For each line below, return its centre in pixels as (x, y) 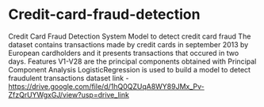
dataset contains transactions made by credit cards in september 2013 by (128, 44)
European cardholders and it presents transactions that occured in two (124, 53)
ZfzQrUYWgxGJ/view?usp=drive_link (69, 94)
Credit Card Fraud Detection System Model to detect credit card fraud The (130, 36)
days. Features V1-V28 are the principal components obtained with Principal (132, 61)
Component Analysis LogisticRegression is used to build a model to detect (130, 69)
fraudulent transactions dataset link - (69, 78)
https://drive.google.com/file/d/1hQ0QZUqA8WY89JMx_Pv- (106, 86)
